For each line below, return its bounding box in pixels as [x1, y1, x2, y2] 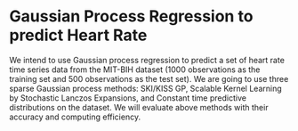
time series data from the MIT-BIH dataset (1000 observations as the [9, 64, 261, 75]
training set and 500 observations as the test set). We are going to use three [9, 73, 289, 84]
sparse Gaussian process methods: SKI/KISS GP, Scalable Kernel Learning [9, 83, 282, 94]
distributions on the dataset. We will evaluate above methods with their [9, 102, 269, 112]
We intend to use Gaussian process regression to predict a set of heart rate [9, 54, 285, 65]
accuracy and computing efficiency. [9, 111, 141, 122]
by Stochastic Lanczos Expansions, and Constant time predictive [9, 92, 247, 103]
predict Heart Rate [9, 25, 148, 45]
